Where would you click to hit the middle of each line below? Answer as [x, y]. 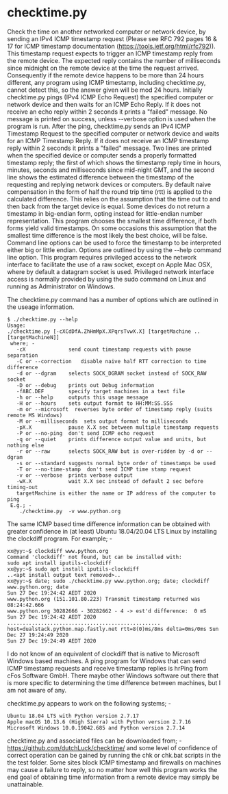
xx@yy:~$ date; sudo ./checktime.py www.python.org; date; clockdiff [109, 581]
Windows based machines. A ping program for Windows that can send [107, 661]
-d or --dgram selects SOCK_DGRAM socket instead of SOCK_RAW [111, 373]
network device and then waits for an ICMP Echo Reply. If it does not [104, 104]
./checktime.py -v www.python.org [70, 511]
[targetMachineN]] [33, 337]
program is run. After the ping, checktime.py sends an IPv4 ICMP [99, 126]
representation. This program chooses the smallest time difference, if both [112, 221]
